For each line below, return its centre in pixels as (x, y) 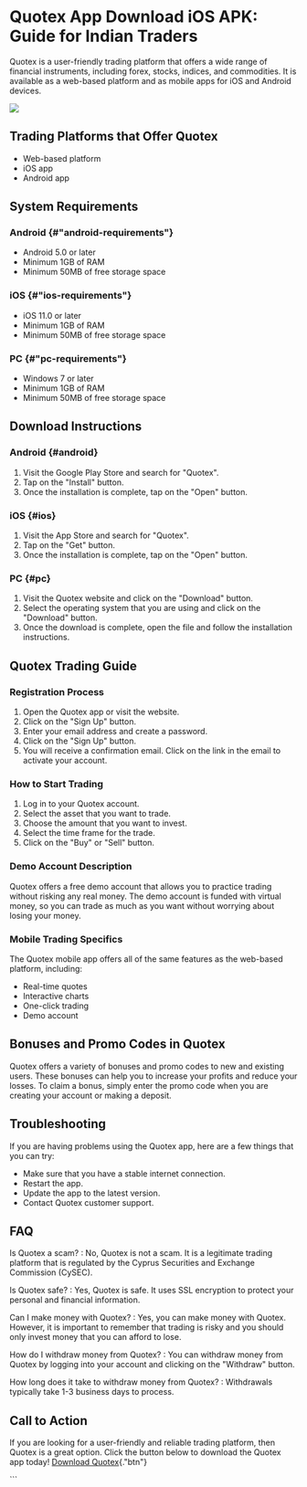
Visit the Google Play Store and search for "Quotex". (121, 472)
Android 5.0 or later (59, 252)
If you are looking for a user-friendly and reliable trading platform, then (143, 1443)
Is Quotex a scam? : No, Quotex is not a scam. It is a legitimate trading (141, 1253)
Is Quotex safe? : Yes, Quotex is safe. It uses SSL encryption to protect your (152, 1291)
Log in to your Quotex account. (81, 804)
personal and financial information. (75, 1300)
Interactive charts (56, 996)
